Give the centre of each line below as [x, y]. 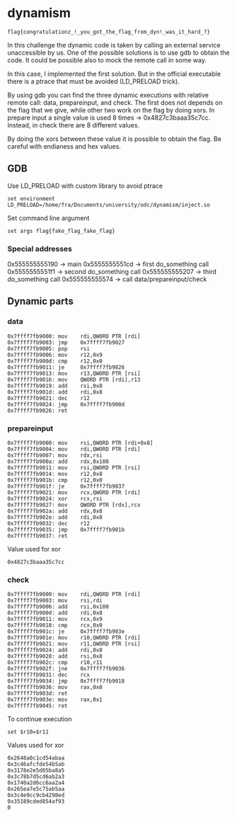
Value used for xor [34, 549]
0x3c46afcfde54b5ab [36, 765]
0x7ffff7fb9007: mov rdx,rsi [55, 456]
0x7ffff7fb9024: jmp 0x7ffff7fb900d [66, 404]
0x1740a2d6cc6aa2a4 [36, 783]
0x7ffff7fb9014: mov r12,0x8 [55, 474]
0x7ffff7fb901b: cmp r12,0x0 [55, 480]
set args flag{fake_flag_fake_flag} [61, 231]
